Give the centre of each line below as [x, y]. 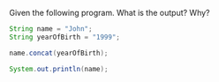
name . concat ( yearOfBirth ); [59, 53]
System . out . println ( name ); [59, 69]
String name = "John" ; [51, 29]
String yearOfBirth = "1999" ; [65, 37]
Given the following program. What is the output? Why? [109, 13]
